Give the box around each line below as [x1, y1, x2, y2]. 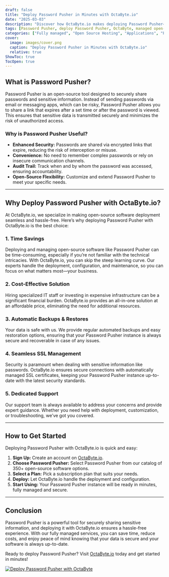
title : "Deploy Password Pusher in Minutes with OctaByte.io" [5, 12, 138, 17]
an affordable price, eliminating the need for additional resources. [5, 303, 141, 309]
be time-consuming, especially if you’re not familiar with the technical [5, 252, 150, 258]
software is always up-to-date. [5, 541, 69, 547]
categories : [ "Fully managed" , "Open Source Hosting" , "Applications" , [5, 31, 158, 36]
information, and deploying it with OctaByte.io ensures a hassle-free [5, 525, 147, 531]
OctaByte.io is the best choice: [5, 223, 69, 229]
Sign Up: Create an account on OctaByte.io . [12, 455, 104, 461]
